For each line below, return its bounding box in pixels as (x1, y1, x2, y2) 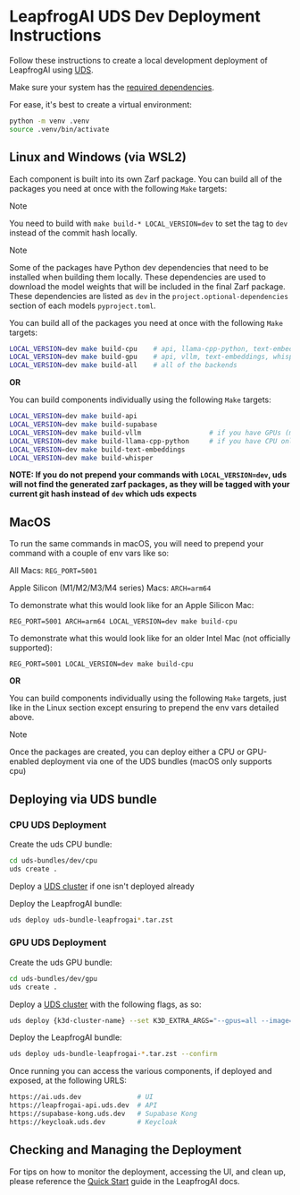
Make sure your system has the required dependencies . (9, 82, 215, 92)
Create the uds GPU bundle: (9, 957, 113, 967)
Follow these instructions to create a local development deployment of (9, 55, 268, 65)
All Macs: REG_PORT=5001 (9, 565, 98, 576)
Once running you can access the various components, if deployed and (9, 1066, 272, 1077)
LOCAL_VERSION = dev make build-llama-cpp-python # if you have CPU (9, 436, 278, 445)
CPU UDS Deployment (9, 818, 107, 830)
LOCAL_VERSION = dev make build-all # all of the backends (9, 361, 238, 370)
